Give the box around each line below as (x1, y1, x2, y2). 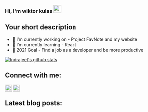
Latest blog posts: (5, 99, 62, 107)
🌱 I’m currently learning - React (12, 41, 76, 47)
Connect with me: (5, 71, 62, 80)
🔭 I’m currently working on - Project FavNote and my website (12, 36, 138, 42)
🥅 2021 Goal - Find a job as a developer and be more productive (12, 47, 144, 53)
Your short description (5, 23, 76, 32)
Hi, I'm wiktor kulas (5, 7, 53, 14)
